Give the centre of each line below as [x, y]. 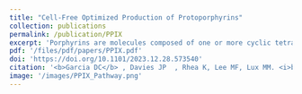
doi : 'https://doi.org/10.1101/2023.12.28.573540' [106, 59]
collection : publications [58, 26]
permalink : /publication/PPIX [66, 34]
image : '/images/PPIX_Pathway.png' [76, 76]
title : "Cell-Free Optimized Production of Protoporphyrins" [126, 17]
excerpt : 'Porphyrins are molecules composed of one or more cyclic [140, 43]
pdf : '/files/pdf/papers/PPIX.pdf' [76, 51]
